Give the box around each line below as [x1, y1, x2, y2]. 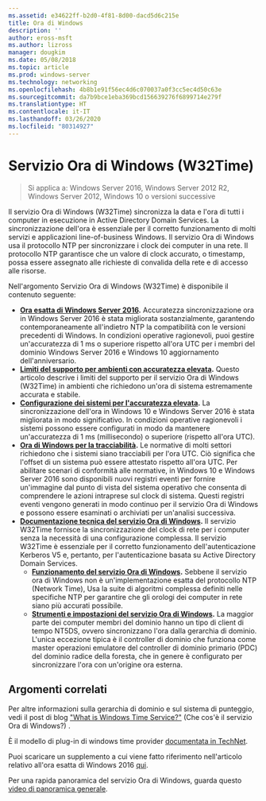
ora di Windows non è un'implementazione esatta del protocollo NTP [31, 575, 256, 585]
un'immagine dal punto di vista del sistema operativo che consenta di [19, 482, 247, 492]
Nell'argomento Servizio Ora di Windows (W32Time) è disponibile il [8, 281, 229, 291]
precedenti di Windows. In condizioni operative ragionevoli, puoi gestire [19, 331, 255, 340]
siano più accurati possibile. [31, 601, 123, 610]
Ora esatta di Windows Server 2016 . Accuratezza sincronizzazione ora [19, 305, 254, 315]
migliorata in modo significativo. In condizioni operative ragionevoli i [19, 415, 242, 424]
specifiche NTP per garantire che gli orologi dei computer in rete [31, 592, 243, 602]
